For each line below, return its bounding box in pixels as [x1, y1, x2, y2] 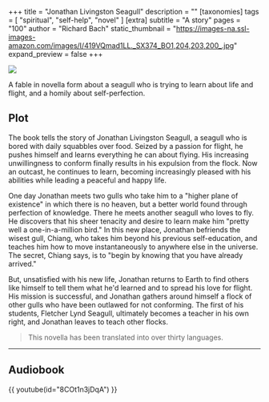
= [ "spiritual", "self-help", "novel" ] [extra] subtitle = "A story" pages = [8, 15, 242, 25]
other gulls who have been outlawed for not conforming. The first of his [8, 299, 244, 309]
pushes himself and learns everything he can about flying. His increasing [8, 150, 250, 159]
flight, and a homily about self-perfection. [8, 88, 146, 98]
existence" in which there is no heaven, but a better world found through [8, 199, 248, 209]
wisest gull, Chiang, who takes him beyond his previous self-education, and [8, 233, 258, 243]
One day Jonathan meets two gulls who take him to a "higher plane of [8, 191, 239, 200]
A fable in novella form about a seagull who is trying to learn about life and [8, 80, 254, 89]
